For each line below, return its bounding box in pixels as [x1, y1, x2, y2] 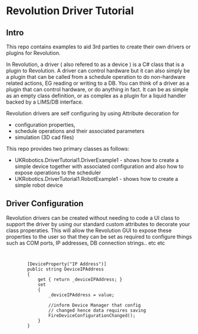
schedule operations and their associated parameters [14, 128, 145, 134]
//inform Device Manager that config [48, 302, 141, 308]
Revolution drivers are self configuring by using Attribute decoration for [6, 110, 180, 117]
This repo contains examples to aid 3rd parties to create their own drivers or [6, 43, 191, 50]
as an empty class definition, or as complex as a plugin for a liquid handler [6, 92, 187, 99]
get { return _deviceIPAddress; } [37, 276, 123, 282]
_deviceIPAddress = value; [48, 292, 115, 298]
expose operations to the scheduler [14, 169, 101, 176]
